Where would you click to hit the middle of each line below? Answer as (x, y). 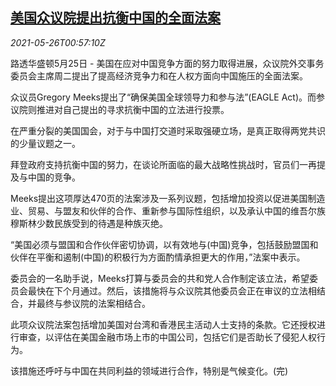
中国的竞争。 (54, 177)
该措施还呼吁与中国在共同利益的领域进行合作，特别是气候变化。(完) (149, 370)
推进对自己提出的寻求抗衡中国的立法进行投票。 (133, 109)
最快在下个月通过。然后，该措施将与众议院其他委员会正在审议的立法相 (172, 290)
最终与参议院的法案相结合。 (93, 303)
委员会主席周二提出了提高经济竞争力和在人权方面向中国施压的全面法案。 (159, 75)
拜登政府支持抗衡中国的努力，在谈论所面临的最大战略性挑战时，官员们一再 (163, 164)
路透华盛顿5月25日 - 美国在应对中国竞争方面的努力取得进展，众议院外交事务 (167, 63)
